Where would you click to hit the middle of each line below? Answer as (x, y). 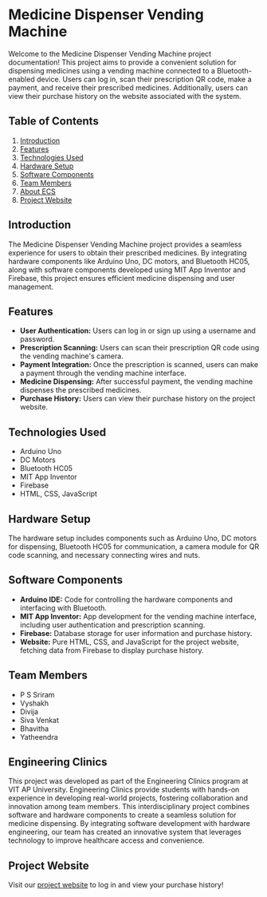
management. (31, 286)
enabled (22, 79)
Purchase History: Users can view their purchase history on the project (137, 399)
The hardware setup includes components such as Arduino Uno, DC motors (133, 538)
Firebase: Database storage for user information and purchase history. (136, 633)
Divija (29, 711)
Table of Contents (54, 121)
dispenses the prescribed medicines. (80, 390)
